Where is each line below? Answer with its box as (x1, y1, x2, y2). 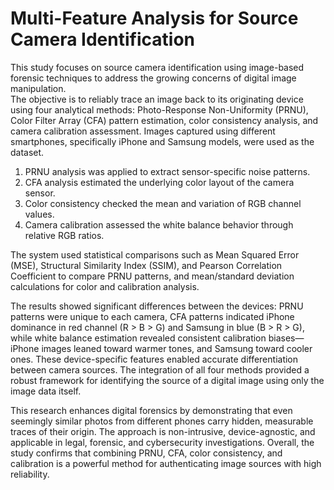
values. (24, 208, 55, 220)
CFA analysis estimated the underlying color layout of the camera (24, 176, 295, 188)
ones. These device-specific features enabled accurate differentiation (10, 353, 299, 365)
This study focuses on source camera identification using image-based (10, 61, 305, 73)
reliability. (10, 468, 50, 480)
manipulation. (10, 82, 67, 94)
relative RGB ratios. (24, 229, 105, 241)
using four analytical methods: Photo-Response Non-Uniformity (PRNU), (10, 103, 309, 116)
